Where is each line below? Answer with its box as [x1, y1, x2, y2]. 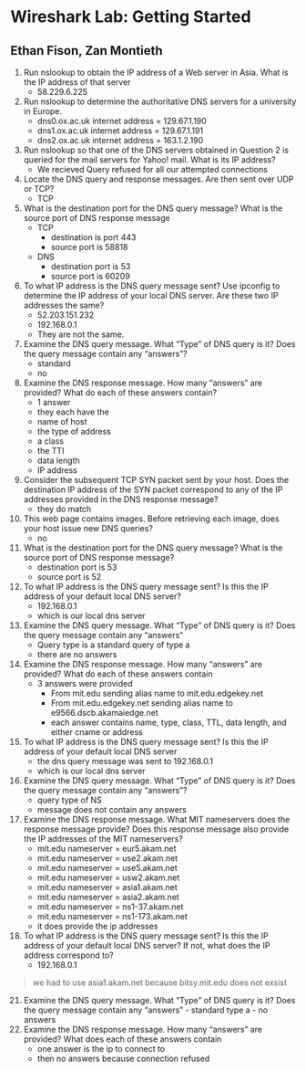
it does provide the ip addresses [36, 920, 158, 931]
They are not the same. [36, 329, 125, 340]
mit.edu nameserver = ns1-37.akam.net [36, 901, 184, 912]
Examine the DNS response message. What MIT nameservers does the [23, 814, 291, 824]
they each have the [36, 406, 110, 417]
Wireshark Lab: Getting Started [10, 6, 251, 27]
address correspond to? [23, 950, 114, 961]
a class [36, 436, 65, 446]
